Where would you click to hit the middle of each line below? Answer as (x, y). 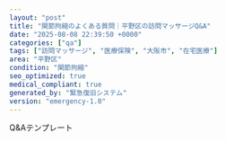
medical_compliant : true (56, 84)
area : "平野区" (35, 59)
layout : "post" (38, 18)
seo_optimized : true (48, 76)
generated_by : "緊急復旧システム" (68, 93)
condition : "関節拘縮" (49, 68)
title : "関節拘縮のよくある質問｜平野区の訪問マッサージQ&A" (110, 26)
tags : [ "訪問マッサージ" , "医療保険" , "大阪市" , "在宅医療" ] (113, 51)
